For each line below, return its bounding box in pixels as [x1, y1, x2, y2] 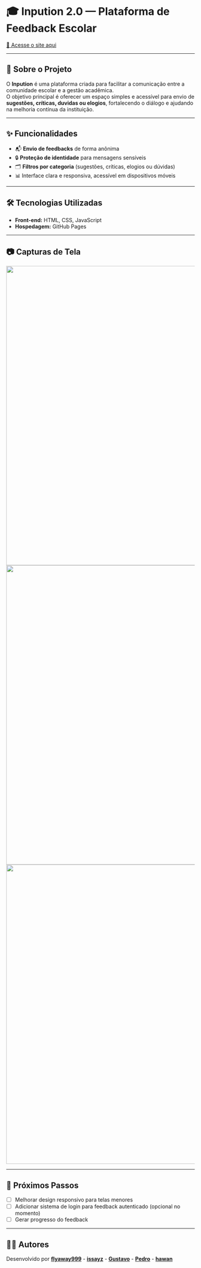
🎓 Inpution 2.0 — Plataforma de [6, 5, 170, 19]
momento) [14, 1210, 41, 1217]
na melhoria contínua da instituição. [6, 105, 95, 113]
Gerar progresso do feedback [14, 1216, 89, 1223]
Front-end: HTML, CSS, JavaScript [14, 217, 102, 224]
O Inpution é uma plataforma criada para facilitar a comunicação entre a [6, 80, 185, 87]
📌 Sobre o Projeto [6, 64, 72, 75]
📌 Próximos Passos [6, 1180, 79, 1190]
